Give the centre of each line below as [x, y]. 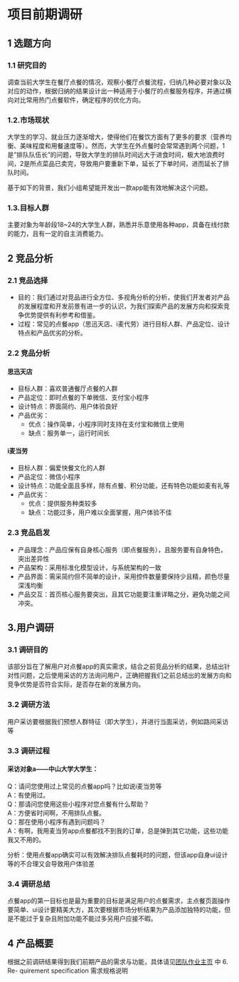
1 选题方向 [30, 43]
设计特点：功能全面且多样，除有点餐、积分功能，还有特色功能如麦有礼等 [123, 486]
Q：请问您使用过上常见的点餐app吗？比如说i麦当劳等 [85, 786]
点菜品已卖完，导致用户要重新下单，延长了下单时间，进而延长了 [129, 164]
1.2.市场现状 [28, 120]
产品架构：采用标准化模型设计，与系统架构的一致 [89, 567]
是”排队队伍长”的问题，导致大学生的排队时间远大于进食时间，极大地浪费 [113, 155]
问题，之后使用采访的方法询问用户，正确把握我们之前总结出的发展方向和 [126, 676]
